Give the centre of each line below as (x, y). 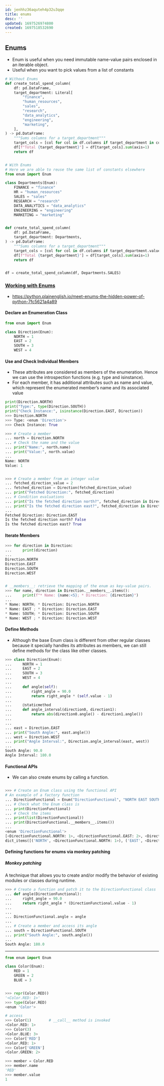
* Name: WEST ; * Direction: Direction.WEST (51, 618)
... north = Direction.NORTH (35, 438)
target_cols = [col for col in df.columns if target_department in (84, 143)
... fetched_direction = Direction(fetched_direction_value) (69, 488)
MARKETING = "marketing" (39, 215)
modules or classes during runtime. (41, 881)
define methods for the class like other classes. (60, 651)
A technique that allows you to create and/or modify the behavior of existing (82, 875)
